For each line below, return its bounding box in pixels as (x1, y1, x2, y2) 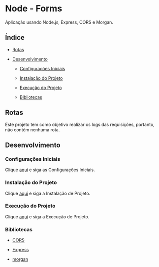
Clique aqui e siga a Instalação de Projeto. (5, 190, 91, 196)
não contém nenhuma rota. (5, 126, 60, 133)
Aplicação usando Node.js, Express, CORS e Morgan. (5, 19, 113, 25)
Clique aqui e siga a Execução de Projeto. (5, 213, 90, 219)
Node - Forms (5, 3, 63, 14)
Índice (5, 33, 25, 42)
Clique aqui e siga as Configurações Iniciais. (5, 167, 95, 173)
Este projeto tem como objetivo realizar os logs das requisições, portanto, (5, 121, 155, 127)
